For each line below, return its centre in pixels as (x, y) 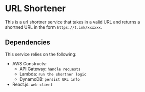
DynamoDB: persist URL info (50, 79)
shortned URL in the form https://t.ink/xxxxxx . (54, 27)
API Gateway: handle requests (50, 69)
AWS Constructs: (29, 63)
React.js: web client (32, 84)
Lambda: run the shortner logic (53, 74)
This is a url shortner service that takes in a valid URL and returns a (72, 22)
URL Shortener (35, 9)
